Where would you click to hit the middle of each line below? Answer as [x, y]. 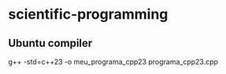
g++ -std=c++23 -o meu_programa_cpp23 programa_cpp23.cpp [113, 62]
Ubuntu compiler [50, 43]
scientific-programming [88, 14]
